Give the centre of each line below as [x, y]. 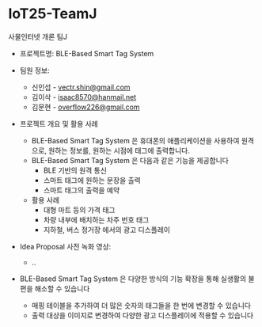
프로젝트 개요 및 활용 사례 [59, 124]
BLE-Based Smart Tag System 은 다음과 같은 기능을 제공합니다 [130, 160]
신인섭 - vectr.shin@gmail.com [81, 87]
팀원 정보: [34, 70]
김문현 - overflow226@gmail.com [85, 107]
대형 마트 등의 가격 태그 [79, 210]
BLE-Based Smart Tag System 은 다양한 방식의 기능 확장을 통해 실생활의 [133, 279]
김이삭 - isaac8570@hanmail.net [84, 97]
